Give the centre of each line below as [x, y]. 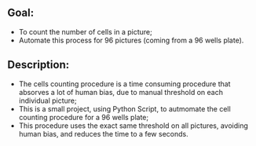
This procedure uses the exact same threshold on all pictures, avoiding [133, 126]
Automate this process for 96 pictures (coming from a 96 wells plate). [131, 40]
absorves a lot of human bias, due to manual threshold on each [121, 92]
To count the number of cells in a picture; [85, 31]
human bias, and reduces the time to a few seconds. [104, 133]
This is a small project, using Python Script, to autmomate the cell [124, 108]
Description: [38, 65]
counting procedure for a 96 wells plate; [84, 117]
